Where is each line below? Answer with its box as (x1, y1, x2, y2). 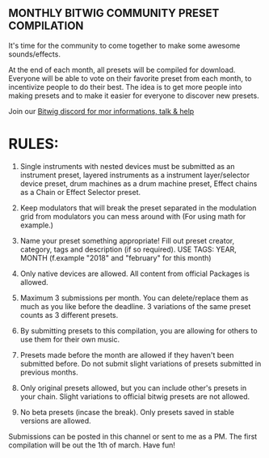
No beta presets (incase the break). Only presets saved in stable (19, 407, 234, 417)
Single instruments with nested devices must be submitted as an (19, 161, 235, 171)
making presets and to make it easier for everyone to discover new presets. (8, 91, 260, 100)
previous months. (19, 367, 78, 377)
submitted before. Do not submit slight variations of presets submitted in (19, 358, 262, 368)
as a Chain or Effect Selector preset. (19, 187, 141, 197)
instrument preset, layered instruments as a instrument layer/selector (19, 170, 250, 180)
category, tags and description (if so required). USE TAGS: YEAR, (19, 244, 237, 254)
